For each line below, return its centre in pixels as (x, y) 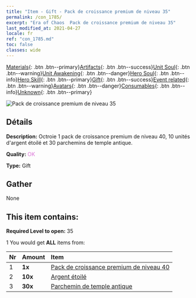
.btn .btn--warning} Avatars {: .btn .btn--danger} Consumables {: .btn (88, 86)
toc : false (20, 45)
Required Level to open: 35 (40, 231)
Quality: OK (21, 154)
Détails (19, 122)
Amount (33, 257)
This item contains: (42, 217)
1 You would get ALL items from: (46, 242)
